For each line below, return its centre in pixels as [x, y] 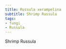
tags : [10, 18]
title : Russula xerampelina [33, 9]
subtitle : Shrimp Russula [31, 14]
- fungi [13, 23]
